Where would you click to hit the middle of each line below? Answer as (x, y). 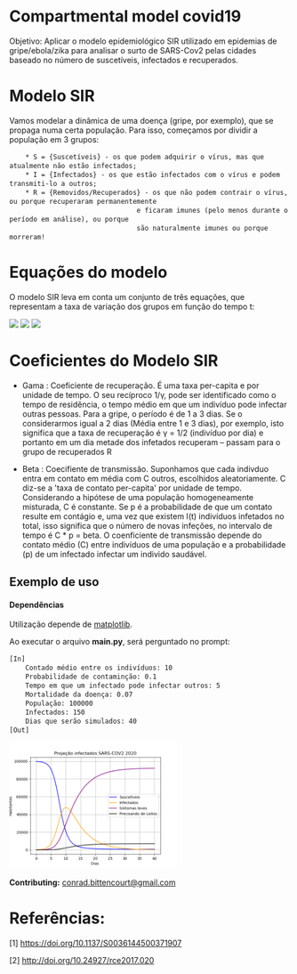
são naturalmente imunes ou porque (202, 228)
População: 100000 (59, 704)
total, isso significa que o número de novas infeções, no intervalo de (147, 525)
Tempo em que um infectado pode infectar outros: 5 (123, 686)
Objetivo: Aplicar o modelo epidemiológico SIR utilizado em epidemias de (143, 41)
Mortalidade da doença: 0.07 (79, 695)
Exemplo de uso (54, 582)
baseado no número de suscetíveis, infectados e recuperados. (124, 60)
